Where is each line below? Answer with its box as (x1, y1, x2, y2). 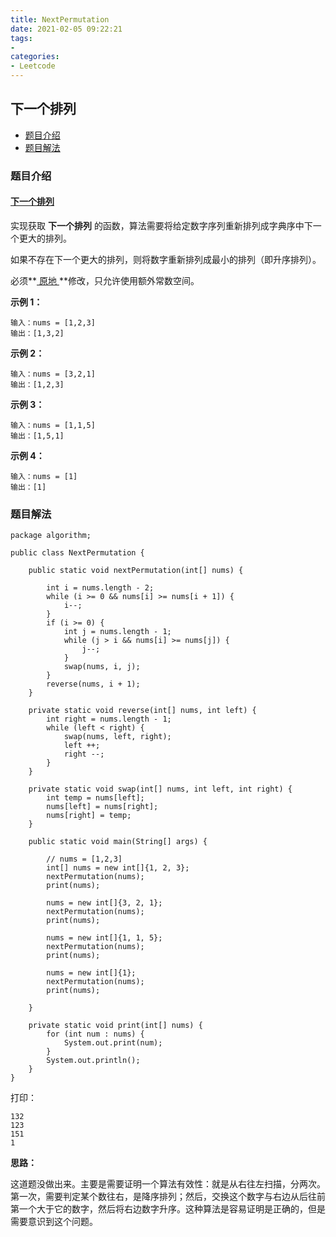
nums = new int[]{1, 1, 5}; (46, 933, 163, 943)
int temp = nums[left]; (46, 793, 145, 803)
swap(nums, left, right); (63, 732, 172, 742)
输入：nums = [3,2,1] (10, 369, 96, 379)
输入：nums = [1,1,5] (10, 420, 96, 430)
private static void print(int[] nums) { (28, 1021, 203, 1031)
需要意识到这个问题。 (10, 1216, 98, 1228)
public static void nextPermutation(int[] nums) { (28, 566, 244, 576)
